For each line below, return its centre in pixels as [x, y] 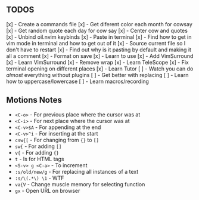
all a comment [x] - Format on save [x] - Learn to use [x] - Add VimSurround [100, 56]
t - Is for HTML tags [39, 159]
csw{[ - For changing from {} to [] [57, 140]
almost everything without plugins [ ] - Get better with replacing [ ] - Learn [97, 75]
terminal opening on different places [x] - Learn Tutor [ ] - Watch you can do [100, 69]
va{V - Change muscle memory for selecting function [80, 184]
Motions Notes [34, 100]
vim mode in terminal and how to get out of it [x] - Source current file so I [96, 43]
